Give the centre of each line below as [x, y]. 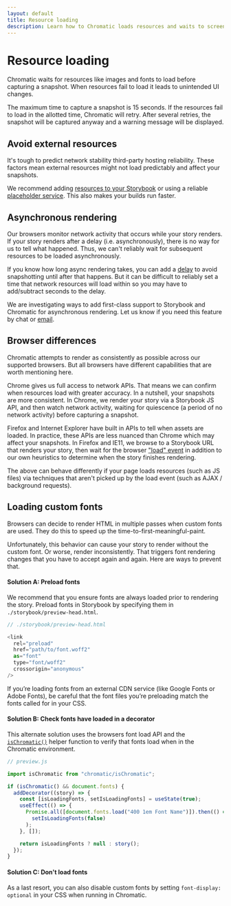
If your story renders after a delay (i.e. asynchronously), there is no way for [113, 241]
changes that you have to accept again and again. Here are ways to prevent [114, 559]
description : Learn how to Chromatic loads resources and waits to [106, 26]
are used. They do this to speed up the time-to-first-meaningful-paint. [107, 531]
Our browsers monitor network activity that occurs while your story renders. [115, 234]
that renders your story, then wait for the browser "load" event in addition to [114, 450]
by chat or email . [31, 319]
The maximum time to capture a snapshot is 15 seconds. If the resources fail [115, 107]
